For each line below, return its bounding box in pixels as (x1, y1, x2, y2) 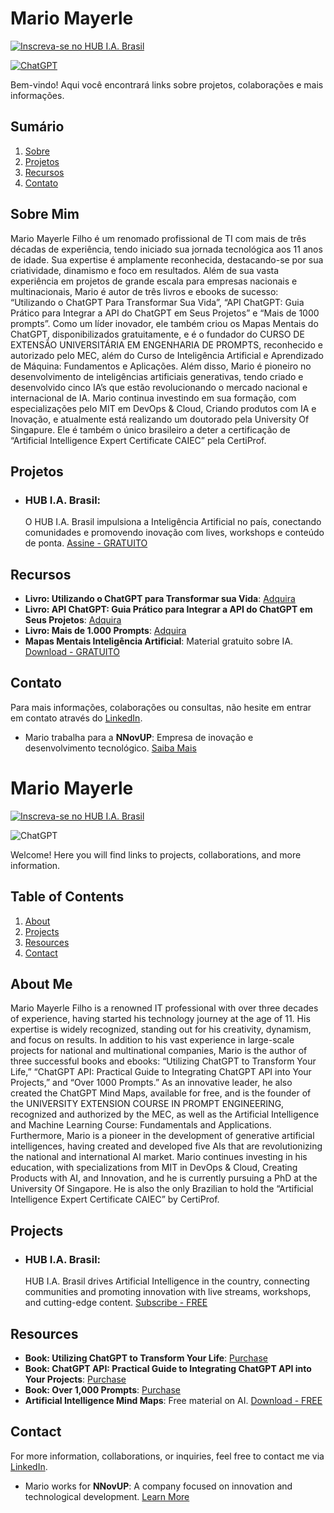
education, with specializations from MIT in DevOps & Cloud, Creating (10, 1162, 298, 1174)
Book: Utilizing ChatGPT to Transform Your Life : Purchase (24, 1352, 269, 1364)
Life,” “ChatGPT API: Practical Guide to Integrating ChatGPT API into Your (10, 1066, 312, 1078)
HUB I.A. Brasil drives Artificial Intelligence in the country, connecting (24, 1275, 310, 1287)
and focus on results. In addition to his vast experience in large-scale (10, 1034, 295, 1046)
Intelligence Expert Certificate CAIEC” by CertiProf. (10, 1193, 220, 1206)
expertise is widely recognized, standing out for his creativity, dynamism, (10, 1023, 312, 1036)
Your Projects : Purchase (24, 1373, 127, 1385)
